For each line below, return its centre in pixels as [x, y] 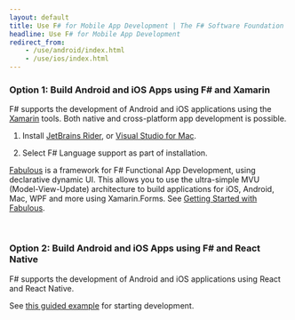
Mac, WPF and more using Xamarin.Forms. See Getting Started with [133, 199]
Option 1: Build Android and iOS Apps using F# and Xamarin [140, 90]
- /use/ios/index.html [67, 59]
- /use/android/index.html [75, 51]
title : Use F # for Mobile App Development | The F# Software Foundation [147, 26]
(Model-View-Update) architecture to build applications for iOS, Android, [142, 189]
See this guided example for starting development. [102, 305]
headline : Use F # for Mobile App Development [95, 34]
